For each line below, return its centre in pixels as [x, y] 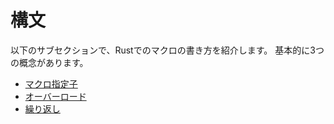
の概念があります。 [49, 62]
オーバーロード [55, 96]
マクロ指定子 [51, 83]
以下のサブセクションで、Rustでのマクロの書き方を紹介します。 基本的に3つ [167, 50]
